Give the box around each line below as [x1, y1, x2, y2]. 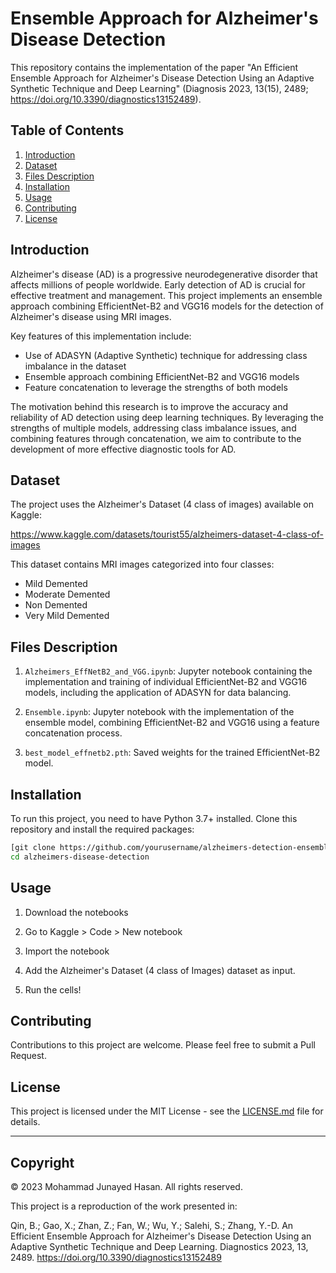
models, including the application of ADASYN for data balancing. [24, 687, 292, 699]
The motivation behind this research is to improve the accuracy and [10, 400, 289, 412]
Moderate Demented [24, 588, 111, 601]
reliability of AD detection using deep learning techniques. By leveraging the [10, 411, 324, 423]
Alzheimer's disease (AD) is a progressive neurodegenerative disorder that [10, 268, 318, 280]
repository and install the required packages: [10, 823, 195, 835]
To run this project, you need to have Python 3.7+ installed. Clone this [10, 813, 298, 824]
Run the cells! [24, 983, 82, 996]
